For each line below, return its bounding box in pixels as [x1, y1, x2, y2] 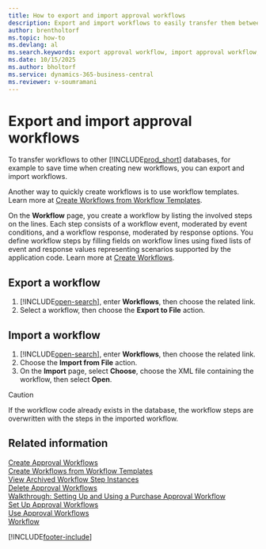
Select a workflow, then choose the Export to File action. [19, 306, 206, 315]
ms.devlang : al [8, 41, 59, 49]
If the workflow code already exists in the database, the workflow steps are [8, 406, 254, 415]
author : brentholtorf [8, 26, 80, 34]
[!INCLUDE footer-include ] [8, 532, 93, 541]
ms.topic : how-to [8, 33, 66, 42]
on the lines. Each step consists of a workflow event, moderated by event [8, 219, 248, 229]
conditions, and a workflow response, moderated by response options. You [8, 227, 253, 238]
